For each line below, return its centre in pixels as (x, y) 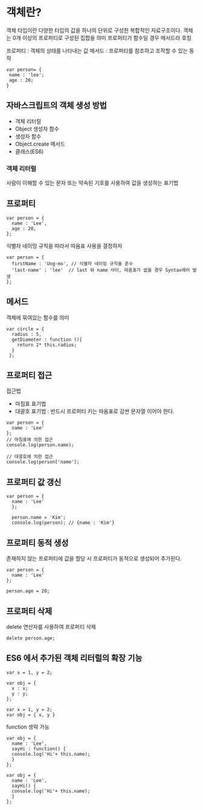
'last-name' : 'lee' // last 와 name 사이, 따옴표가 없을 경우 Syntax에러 (101, 270)
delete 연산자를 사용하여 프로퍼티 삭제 (51, 626)
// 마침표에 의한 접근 (30, 440)
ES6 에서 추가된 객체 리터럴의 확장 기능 (74, 658)
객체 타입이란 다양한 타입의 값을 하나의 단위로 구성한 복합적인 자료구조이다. (94, 30)
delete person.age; (31, 638)
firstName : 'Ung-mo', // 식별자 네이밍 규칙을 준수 (72, 263)
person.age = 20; (28, 591)
